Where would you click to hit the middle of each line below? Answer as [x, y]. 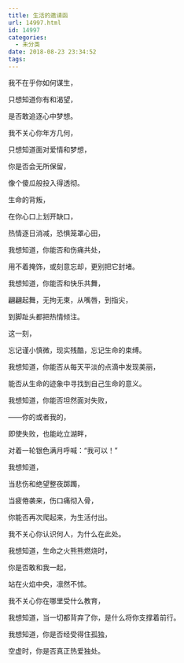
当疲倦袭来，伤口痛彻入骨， [53, 500]
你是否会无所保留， [39, 166]
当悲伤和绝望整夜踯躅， [46, 484]
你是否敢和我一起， [39, 567]
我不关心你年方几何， [42, 133]
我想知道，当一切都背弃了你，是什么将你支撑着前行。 [94, 617]
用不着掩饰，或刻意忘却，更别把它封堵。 [74, 266]
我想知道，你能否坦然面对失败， [60, 400]
